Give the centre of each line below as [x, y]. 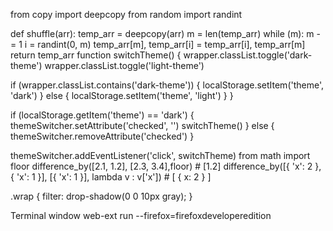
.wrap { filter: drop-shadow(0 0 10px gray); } [101, 196]
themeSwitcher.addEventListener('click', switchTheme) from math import [160, 155]
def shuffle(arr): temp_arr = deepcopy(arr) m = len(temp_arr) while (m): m [162, 33]
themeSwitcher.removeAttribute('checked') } [102, 136]
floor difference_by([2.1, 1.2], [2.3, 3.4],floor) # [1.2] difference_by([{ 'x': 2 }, [166, 166]
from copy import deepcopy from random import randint [126, 14]
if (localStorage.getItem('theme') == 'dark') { [102, 115]
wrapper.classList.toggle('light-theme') [124, 65]
